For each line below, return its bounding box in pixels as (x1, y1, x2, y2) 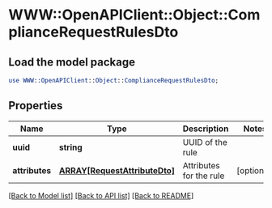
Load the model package (8, 55, 136, 69)
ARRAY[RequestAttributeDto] (59, 164, 176, 176)
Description (182, 123, 229, 134)
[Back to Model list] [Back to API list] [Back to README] (8, 190, 194, 200)
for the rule (182, 170, 225, 181)
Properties (8, 99, 63, 112)
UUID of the (182, 136, 228, 147)
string (59, 142, 83, 153)
